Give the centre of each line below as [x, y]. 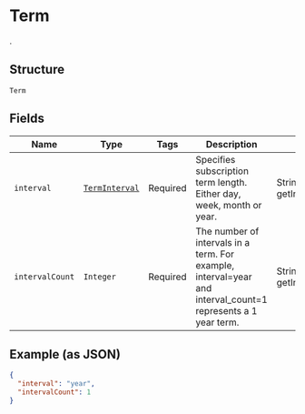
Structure [37, 70]
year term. [217, 322]
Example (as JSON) [65, 354]
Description [231, 144]
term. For [215, 254]
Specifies [216, 159]
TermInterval [111, 188]
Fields [27, 119]
